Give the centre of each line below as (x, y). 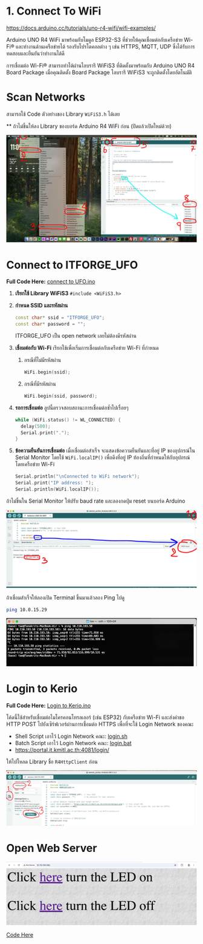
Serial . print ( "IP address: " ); (54, 483)
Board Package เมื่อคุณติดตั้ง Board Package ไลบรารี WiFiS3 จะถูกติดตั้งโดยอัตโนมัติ (99, 72)
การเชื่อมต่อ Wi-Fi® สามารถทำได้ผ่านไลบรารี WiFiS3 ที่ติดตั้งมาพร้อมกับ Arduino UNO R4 (101, 65)
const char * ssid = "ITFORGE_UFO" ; (60, 318)
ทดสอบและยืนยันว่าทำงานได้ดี (35, 53)
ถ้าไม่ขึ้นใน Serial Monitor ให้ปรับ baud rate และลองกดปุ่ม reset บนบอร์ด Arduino (96, 501)
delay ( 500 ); (36, 426)
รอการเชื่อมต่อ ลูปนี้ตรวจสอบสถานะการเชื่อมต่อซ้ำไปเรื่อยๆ (72, 407)
